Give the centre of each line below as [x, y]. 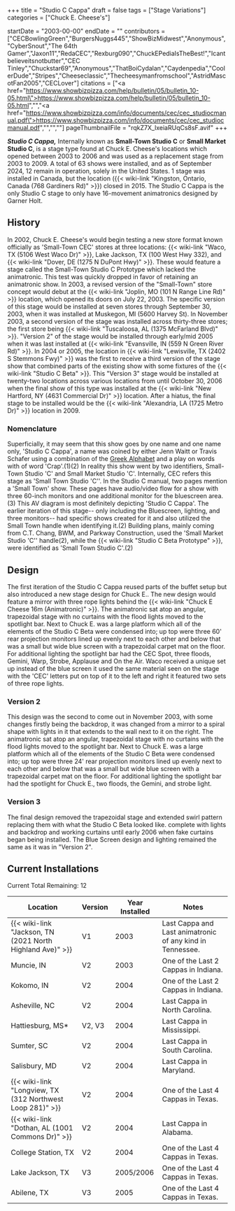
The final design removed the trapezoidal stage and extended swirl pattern [115, 817]
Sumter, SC [29, 1046]
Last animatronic [189, 932]
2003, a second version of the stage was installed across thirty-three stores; [117, 321]
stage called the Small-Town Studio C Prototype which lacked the [101, 269]
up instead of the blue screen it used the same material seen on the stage [113, 668]
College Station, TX [43, 1152]
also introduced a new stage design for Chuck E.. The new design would [112, 594]
